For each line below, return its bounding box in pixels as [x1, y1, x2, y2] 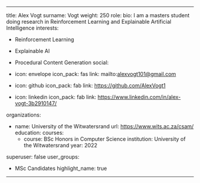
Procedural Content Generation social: [14, 59, 109, 66]
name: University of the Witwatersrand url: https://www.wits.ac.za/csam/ [14, 123, 194, 130]
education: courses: [14, 129, 64, 136]
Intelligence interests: [6, 24, 59, 31]
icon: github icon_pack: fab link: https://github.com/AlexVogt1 [14, 82, 165, 89]
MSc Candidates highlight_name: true [14, 165, 107, 172]
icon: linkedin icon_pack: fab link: [14, 93, 96, 100]
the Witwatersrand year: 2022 [23, 142, 98, 149]
